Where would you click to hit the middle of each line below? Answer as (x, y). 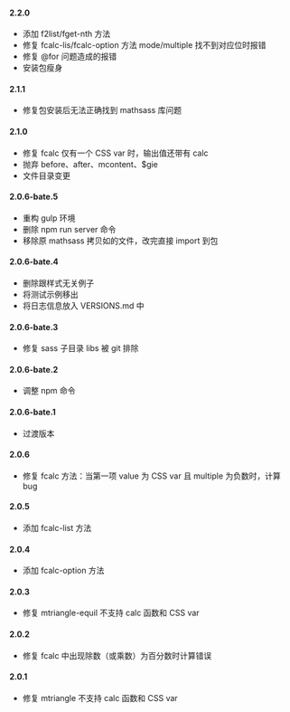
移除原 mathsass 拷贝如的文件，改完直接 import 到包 (120, 241)
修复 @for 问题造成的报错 (70, 57)
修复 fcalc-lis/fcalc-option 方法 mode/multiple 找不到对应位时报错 (144, 45)
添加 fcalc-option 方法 (63, 571)
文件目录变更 (46, 176)
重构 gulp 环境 (49, 218)
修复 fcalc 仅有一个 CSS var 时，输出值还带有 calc (116, 153)
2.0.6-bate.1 (33, 413)
